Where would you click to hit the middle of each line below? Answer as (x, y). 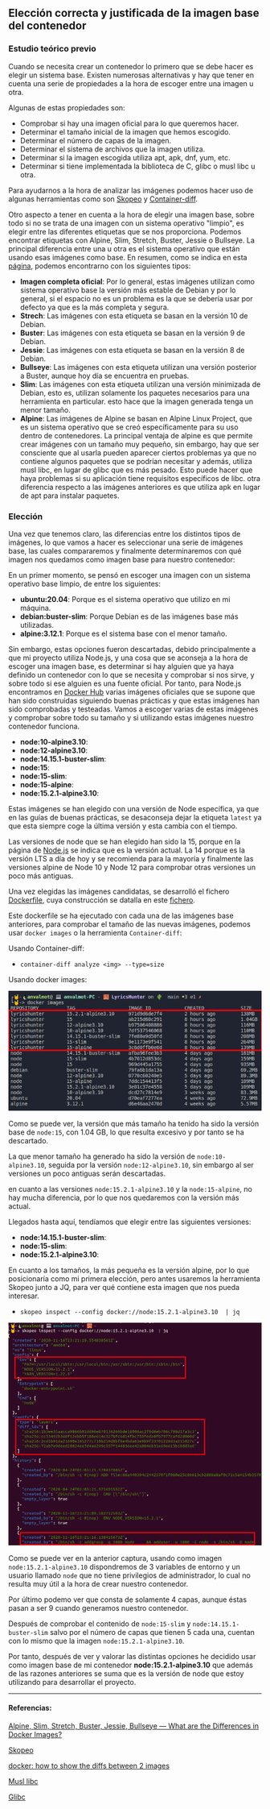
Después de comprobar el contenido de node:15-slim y (100, 1624)
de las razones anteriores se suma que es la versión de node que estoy (126, 1673)
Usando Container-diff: (47, 948)
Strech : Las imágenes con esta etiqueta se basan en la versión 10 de (134, 315)
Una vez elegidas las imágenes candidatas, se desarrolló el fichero (119, 891)
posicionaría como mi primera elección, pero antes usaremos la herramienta (135, 1279)
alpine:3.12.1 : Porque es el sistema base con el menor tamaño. (123, 633)
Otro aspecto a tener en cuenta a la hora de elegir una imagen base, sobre (131, 214)
